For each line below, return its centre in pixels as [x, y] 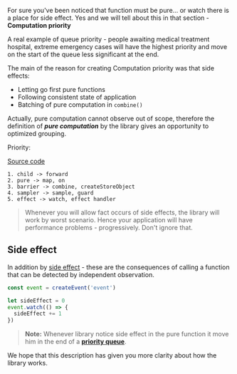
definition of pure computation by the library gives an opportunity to [108, 126]
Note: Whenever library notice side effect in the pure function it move [127, 334]
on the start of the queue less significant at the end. [83, 54]
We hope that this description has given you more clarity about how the [112, 355]
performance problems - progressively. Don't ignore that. [109, 228]
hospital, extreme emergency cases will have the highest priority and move [117, 47]
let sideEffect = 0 [36, 301]
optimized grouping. [37, 134]
